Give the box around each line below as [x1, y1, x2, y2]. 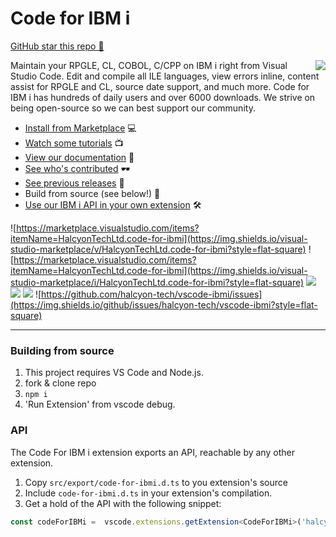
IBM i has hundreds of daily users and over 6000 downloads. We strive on [10, 91, 316, 103]
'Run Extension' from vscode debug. [24, 398, 176, 411]
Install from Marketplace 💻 [24, 122, 137, 134]
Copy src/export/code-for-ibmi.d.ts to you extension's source [24, 476, 288, 488]
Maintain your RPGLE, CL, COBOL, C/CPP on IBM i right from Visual [10, 59, 288, 71]
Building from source [10, 343, 115, 357]
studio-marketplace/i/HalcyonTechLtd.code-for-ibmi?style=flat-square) [10, 276, 305, 288]
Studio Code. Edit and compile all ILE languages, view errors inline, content [10, 70, 320, 82]
